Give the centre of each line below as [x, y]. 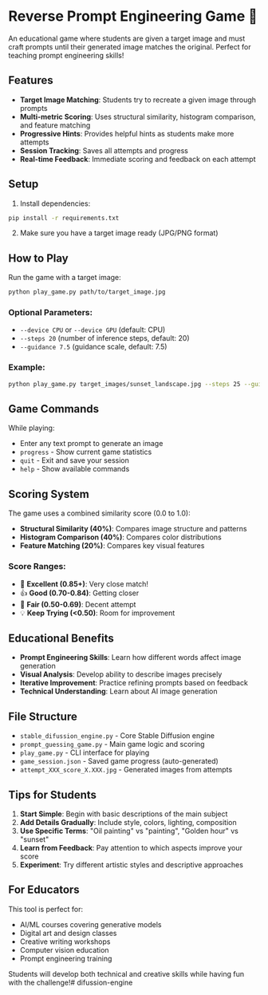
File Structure [43, 716]
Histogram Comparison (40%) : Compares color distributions [120, 537]
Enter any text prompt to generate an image [91, 444]
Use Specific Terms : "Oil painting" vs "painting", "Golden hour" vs [129, 831]
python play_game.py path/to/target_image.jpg [87, 292]
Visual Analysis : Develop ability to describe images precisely [121, 674]
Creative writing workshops [65, 942]
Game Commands [54, 409]
